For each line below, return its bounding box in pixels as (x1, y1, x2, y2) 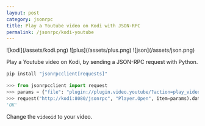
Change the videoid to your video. (6, 113, 93, 120)
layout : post (6, 10, 40, 16)
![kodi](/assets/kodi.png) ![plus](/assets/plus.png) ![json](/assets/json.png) (6, 46, 195, 54)
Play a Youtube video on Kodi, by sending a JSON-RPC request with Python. (6, 58, 198, 66)
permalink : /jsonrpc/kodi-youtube (6, 29, 95, 35)
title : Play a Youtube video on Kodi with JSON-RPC (6, 23, 140, 29)
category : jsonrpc (6, 16, 53, 23)
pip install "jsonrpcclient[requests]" (6, 71, 108, 77)
